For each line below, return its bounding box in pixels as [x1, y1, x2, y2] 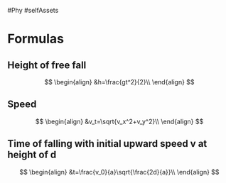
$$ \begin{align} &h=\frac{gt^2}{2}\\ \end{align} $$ [44, 78, 195, 86]
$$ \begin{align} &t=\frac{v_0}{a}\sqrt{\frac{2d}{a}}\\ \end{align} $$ [19, 167, 220, 176]
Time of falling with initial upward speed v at [7, 138, 208, 150]
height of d [7, 149, 57, 161]
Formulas [7, 31, 64, 47]
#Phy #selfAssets [7, 6, 59, 14]
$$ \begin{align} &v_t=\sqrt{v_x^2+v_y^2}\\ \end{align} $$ [35, 117, 204, 126]
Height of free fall [7, 59, 87, 71]
